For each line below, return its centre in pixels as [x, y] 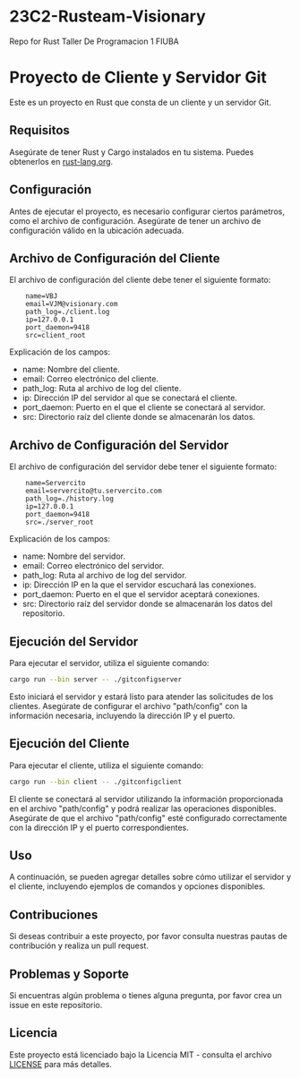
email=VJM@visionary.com [72, 304]
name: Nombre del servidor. [73, 556]
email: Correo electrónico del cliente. [90, 379]
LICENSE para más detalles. [60, 1064]
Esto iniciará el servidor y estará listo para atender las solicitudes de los [141, 697]
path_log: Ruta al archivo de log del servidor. [104, 576]
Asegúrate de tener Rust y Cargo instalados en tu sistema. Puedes [132, 152]
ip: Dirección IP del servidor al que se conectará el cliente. [129, 398]
